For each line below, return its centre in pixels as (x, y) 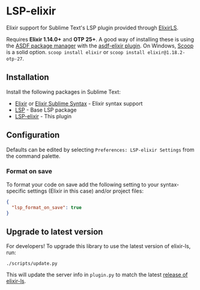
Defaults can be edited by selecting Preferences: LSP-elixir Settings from (100, 150)
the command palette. (33, 156)
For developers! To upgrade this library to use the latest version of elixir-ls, (98, 246)
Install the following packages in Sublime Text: (64, 92)
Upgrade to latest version (55, 231)
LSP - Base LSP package (46, 110)
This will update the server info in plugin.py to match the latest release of (97, 275)
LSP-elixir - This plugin (43, 116)
